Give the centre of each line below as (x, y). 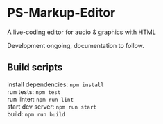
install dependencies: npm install (55, 84)
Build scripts (35, 68)
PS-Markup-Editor (61, 13)
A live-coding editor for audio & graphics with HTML (81, 32)
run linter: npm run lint (41, 99)
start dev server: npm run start (52, 107)
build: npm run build (36, 114)
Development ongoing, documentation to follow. (76, 45)
